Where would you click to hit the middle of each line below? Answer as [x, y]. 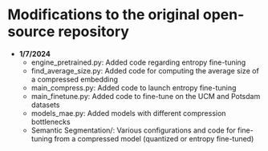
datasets [45, 105]
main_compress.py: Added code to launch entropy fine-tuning [134, 87]
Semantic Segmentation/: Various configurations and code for [133, 130]
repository [94, 32]
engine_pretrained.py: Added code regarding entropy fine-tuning [138, 62]
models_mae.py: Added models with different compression [128, 113]
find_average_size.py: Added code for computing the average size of [145, 70]
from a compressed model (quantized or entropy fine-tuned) [154, 138]
